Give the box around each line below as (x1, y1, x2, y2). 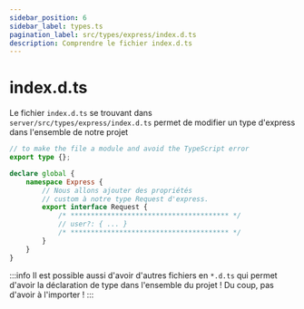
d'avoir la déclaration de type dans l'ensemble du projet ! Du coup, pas (9, 279, 275, 290)
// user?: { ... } (57, 219, 128, 229)
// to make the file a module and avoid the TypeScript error (9, 144, 250, 154)
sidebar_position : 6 (9, 13, 88, 23)
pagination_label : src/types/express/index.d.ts (9, 30, 197, 39)
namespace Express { (25, 178, 103, 187)
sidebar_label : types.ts (9, 22, 103, 31)
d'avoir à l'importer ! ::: (9, 289, 94, 300)
